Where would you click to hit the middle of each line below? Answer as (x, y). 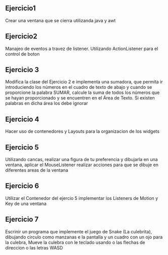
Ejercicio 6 (22, 186)
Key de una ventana (26, 203)
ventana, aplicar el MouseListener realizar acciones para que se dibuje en (82, 165)
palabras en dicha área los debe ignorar (47, 104)
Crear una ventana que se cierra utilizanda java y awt (61, 20)
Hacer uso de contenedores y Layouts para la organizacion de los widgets (82, 131)
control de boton (22, 54)
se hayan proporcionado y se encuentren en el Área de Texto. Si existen (80, 98)
